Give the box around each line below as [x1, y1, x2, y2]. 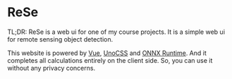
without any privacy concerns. [7, 63, 96, 72]
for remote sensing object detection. [7, 35, 114, 43]
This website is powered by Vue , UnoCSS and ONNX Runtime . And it [7, 49, 207, 57]
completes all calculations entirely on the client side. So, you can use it [7, 56, 213, 64]
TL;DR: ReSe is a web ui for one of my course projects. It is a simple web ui [7, 28, 226, 36]
